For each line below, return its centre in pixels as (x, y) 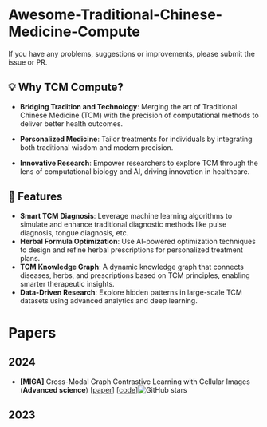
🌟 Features (35, 197)
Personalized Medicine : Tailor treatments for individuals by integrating (136, 139)
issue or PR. (28, 62)
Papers (32, 332)
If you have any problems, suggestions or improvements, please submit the (132, 53)
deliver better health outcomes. (71, 123)
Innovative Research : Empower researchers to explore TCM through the (139, 163)
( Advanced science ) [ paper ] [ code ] (79, 389)
